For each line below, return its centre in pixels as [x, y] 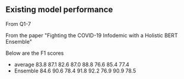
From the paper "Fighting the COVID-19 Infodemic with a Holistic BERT [92, 35]
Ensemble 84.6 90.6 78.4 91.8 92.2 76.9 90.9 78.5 [75, 71]
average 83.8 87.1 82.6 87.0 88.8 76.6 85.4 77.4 [72, 64]
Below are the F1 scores [35, 53]
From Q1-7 [18, 24]
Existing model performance [59, 10]
